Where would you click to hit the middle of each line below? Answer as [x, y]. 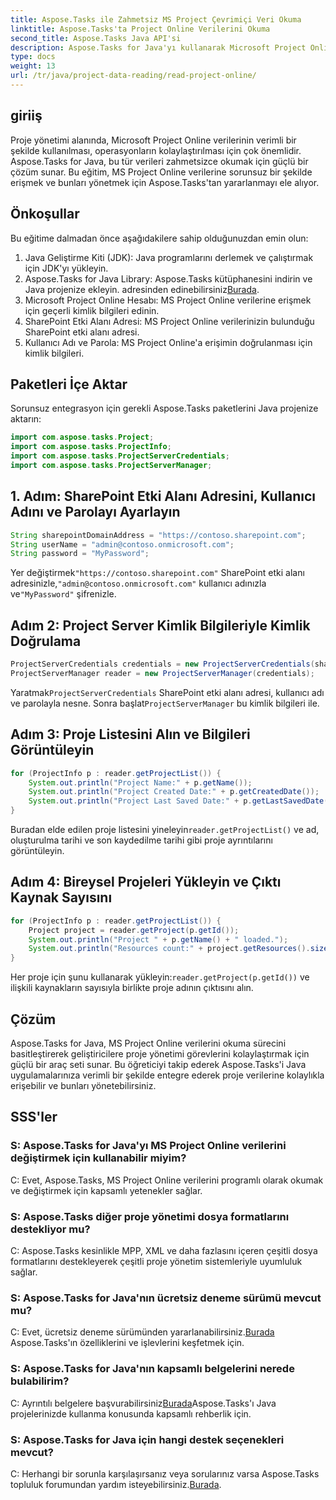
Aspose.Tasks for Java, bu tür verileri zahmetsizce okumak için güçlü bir [159, 161]
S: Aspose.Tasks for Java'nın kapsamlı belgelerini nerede [152, 1369]
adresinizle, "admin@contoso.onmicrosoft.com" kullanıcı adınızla [138, 583]
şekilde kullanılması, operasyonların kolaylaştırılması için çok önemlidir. [156, 150]
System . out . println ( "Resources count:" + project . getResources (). [169, 949]
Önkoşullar [45, 214]
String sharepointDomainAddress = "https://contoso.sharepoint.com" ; [158, 535]
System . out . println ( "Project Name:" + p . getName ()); [140, 782]
